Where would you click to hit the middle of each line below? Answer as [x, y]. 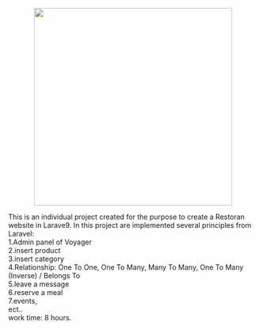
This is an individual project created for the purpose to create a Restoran [127, 217]
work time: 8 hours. [40, 318]
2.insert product [34, 250]
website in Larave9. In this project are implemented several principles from [130, 225]
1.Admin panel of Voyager [50, 242]
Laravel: [21, 234]
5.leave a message [39, 284]
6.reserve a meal [36, 292]
